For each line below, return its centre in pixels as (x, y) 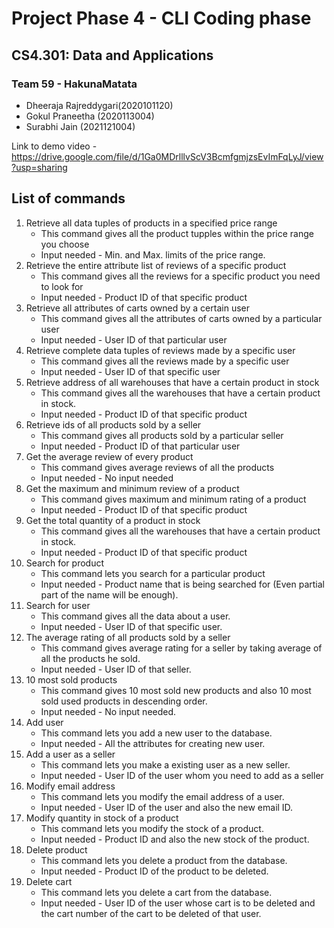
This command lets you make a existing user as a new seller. (165, 764)
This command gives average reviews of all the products (157, 467)
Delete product (56, 849)
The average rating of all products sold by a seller (128, 637)
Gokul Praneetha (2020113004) (90, 116)
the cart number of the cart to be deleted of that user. (151, 913)
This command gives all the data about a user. (135, 616)
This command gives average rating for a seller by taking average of (181, 648)
